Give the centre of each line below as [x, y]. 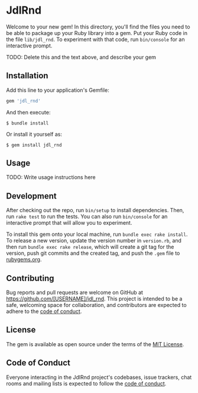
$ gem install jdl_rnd [34, 145]
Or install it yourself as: [34, 134]
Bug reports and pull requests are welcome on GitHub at [75, 293]
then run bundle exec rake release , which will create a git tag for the [90, 247]
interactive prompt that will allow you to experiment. [69, 223]
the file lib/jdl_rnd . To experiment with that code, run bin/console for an [95, 39]
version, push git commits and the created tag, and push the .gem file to [93, 253]
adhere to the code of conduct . [44, 311]
